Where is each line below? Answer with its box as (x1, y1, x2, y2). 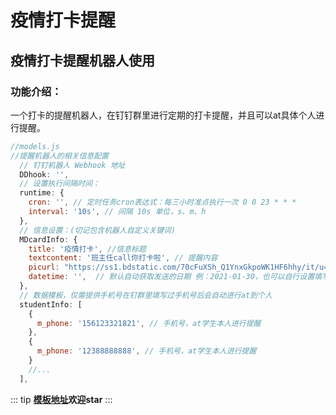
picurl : (28, 262, 60, 273)
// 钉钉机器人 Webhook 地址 (19, 160, 126, 170)
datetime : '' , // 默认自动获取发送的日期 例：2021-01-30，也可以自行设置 (28, 272, 315, 282)
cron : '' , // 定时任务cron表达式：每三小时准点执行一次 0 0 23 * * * (28, 197, 297, 208)
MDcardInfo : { (19, 234, 78, 245)
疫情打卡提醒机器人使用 (10, 52, 155, 69)
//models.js (10, 141, 60, 151)
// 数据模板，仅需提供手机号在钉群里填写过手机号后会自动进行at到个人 (19, 290, 273, 300)
